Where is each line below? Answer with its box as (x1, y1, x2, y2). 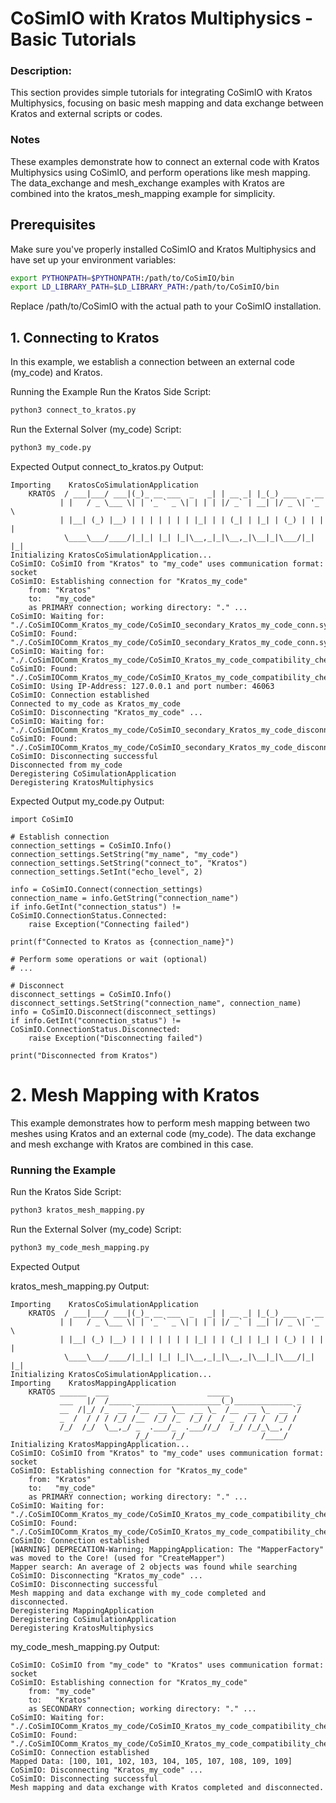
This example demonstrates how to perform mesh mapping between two (10, 1117, 311, 1129)
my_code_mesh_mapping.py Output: (10, 1640, 160, 1652)
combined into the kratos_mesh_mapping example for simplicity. (10, 187, 276, 199)
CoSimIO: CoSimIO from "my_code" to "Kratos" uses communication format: (10, 1660, 325, 1670)
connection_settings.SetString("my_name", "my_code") (10, 849, 240, 859)
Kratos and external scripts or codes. (10, 108, 163, 120)
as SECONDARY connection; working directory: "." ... (28, 1703, 257, 1714)
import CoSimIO (10, 814, 74, 824)
